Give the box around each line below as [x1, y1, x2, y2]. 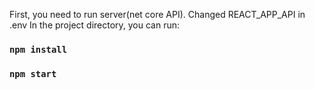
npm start [9, 68, 57, 79]
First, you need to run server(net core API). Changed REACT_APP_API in [9, 9, 306, 20]
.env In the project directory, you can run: [9, 19, 181, 31]
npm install [9, 44, 68, 55]
